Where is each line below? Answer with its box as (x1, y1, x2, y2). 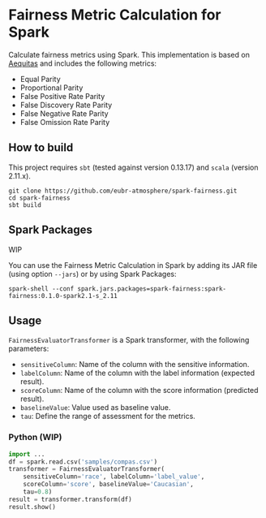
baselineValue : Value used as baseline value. (19, 403, 171, 412)
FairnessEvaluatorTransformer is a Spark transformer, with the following (8, 335, 250, 345)
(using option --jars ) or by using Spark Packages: (8, 269, 177, 278)
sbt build (8, 201, 42, 209)
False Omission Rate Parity (19, 117, 110, 127)
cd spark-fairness (8, 193, 71, 202)
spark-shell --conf (8, 284, 75, 293)
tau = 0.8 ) (23, 488, 53, 496)
